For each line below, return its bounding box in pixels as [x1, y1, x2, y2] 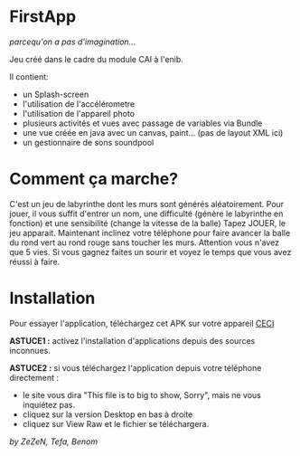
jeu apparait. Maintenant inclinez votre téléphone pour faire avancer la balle [9, 227, 291, 238]
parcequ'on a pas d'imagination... [9, 36, 136, 47]
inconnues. [9, 345, 52, 356]
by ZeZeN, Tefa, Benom [9, 436, 98, 447]
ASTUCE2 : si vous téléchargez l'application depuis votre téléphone [9, 362, 262, 373]
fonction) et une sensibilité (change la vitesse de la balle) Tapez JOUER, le [9, 217, 286, 228]
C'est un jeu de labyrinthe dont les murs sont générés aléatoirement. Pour [9, 198, 285, 209]
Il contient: [9, 71, 49, 82]
